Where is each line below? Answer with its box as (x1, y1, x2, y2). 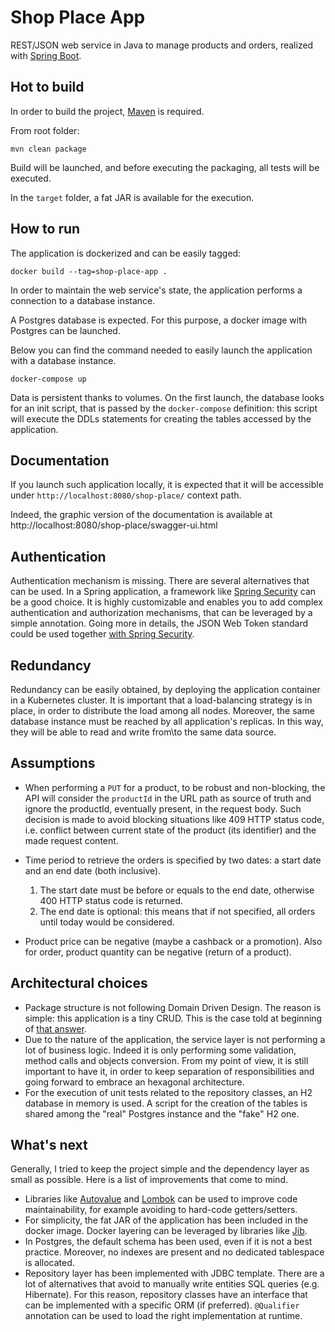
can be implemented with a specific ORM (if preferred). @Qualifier (24, 1299, 300, 1311)
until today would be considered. (39, 916, 175, 928)
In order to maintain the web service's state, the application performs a (10, 284, 303, 296)
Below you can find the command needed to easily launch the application (10, 344, 313, 356)
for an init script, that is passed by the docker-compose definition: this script (10, 402, 318, 414)
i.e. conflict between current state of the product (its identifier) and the (24, 824, 317, 836)
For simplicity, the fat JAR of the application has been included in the (24, 1214, 309, 1226)
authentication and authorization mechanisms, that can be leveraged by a (10, 607, 313, 619)
